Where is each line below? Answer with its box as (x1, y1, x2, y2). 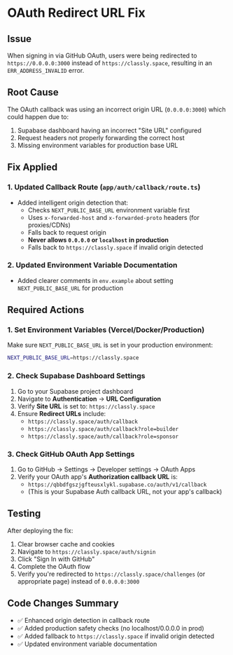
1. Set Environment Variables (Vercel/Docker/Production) (7, 325, 205, 335)
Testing (7, 508, 41, 520)
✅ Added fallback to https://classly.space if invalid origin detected (17, 632, 215, 640)
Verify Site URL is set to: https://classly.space (17, 401, 155, 411)
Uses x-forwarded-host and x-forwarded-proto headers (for (27, 213, 199, 221)
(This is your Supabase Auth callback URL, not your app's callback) (27, 487, 223, 495)
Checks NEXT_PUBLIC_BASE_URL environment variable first (27, 205, 190, 214)
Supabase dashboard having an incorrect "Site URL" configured (17, 126, 202, 135)
